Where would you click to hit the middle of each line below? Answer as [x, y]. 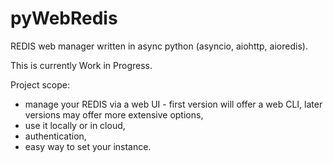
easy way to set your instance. [88, 146]
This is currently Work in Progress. [81, 65]
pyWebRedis [64, 18]
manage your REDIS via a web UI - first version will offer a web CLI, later [173, 104]
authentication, [55, 136]
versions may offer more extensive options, [114, 114]
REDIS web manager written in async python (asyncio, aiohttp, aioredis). [159, 46]
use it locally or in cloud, [75, 125]
